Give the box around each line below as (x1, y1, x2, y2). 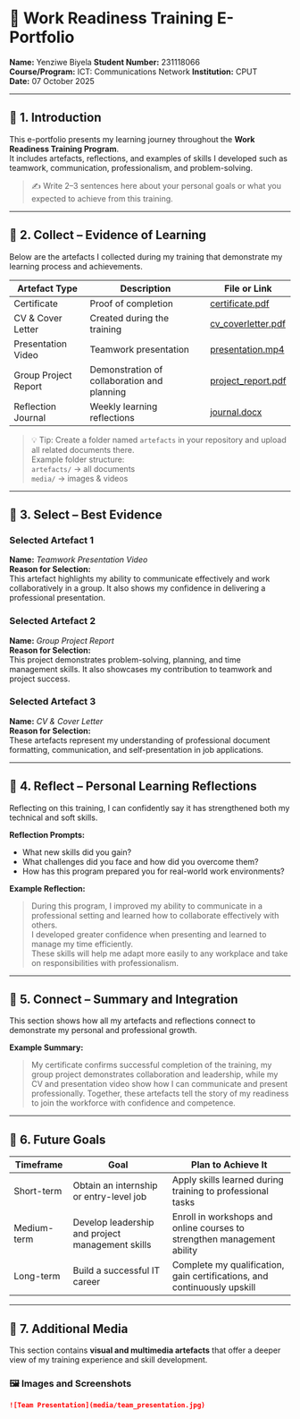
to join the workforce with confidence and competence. (30, 1098, 237, 1108)
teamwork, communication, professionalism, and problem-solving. (9, 162, 253, 173)
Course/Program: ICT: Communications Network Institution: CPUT (9, 66, 258, 77)
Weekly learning (89, 400, 158, 413)
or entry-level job (72, 1191, 147, 1203)
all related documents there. (30, 444, 135, 455)
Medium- (13, 1222, 54, 1235)
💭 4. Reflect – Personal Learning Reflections (9, 779, 257, 794)
